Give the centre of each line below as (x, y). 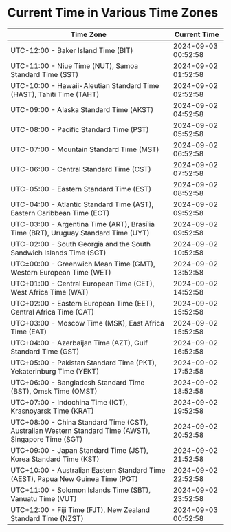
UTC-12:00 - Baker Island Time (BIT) (72, 50)
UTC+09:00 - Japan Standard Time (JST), (80, 450)
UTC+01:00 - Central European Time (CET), (82, 284)
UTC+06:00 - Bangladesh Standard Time (78, 382)
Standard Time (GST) (45, 351)
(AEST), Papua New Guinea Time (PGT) (75, 478)
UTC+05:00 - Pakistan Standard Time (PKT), (84, 363)
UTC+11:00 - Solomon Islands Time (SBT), (81, 490)
